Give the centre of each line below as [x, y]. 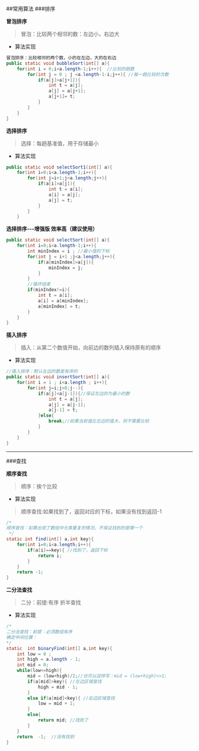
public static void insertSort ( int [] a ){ [58, 377]
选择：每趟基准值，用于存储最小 [60, 143]
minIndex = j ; [66, 268]
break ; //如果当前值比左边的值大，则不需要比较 [99, 421]
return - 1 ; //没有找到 [46, 737]
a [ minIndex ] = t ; [59, 306]
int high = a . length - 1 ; [49, 660]
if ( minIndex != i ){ [49, 290]
